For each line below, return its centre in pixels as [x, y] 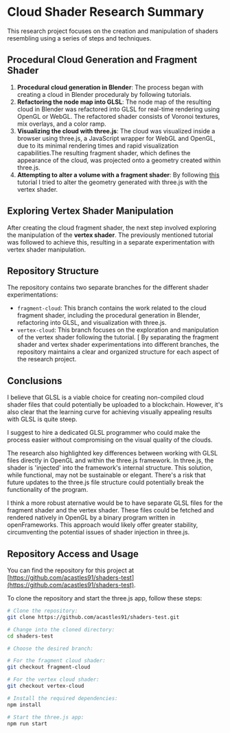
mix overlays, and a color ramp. [61, 124]
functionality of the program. [48, 490]
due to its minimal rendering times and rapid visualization [98, 146]
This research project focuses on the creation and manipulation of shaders [113, 31]
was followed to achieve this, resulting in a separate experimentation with [111, 242]
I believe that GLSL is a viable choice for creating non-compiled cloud [106, 397]
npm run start [27, 723]
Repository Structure [53, 271]
